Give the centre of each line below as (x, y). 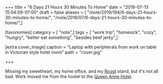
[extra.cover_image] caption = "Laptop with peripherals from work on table (81, 47)
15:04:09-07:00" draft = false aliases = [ (46, 12)
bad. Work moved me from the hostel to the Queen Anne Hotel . (69, 76)
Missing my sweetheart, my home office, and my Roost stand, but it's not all (82, 71)
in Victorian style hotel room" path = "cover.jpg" (54, 52)
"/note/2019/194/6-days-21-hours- (122, 12)
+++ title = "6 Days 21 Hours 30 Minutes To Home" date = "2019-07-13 (77, 7)
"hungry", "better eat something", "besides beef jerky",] (61, 37)
